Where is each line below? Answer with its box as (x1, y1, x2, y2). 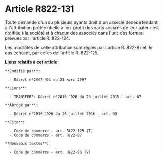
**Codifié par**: (5, 68, 41, 74)
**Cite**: (5, 119, 25, 125)
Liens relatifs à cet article (5, 59, 58, 65)
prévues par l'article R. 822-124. (5, 35, 70, 41)
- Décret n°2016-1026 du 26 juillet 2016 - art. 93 (9, 111, 117, 116)
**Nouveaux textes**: (5, 141, 49, 146)
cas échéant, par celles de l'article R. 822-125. (5, 50, 99, 56)
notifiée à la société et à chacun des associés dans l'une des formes (5, 30, 143, 36)
